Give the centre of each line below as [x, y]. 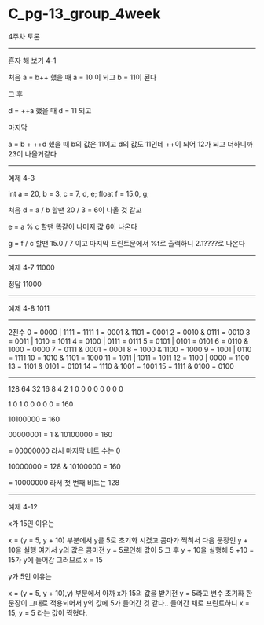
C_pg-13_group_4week [84, 14]
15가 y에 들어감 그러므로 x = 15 [56, 560]
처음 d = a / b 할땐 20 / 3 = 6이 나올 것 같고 [75, 210]
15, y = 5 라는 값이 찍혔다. [48, 612]
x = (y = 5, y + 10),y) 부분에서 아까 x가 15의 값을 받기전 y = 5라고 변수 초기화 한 [130, 593]
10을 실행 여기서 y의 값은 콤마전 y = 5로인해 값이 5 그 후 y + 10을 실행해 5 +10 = [131, 550]
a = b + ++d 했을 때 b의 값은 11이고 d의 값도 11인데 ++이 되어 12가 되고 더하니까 [130, 144]
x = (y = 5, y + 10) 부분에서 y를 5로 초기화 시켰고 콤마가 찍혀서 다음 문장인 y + [128, 540]
